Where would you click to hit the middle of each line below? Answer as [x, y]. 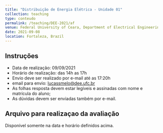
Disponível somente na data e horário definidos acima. [59, 125]
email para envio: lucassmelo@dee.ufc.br [54, 83]
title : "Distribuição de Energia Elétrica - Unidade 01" [64, 9]
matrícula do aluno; [31, 93]
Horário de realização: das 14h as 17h [49, 73]
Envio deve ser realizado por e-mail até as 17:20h [61, 78]
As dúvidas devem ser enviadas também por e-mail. [64, 98]
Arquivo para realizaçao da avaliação [62, 114]
